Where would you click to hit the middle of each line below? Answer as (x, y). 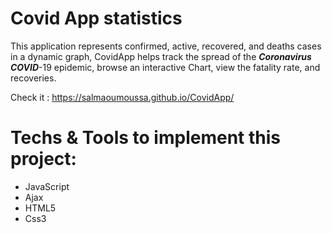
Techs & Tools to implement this (146, 138)
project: (43, 159)
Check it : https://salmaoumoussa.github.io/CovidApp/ (122, 97)
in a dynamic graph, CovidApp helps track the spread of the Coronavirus (161, 56)
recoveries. (33, 78)
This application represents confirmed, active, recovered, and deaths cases (166, 46)
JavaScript (47, 186)
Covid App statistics (96, 18)
